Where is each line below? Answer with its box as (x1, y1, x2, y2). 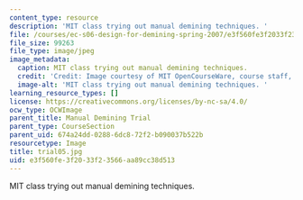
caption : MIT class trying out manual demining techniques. (17, 64, 248, 73)
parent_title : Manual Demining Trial (9, 114, 151, 123)
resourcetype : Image (9, 139, 87, 148)
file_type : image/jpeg (9, 47, 95, 56)
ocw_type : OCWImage (9, 105, 83, 114)
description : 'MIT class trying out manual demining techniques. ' (9, 22, 269, 31)
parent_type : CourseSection (9, 123, 115, 132)
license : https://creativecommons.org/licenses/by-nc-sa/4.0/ (9, 96, 248, 106)
